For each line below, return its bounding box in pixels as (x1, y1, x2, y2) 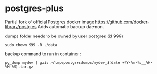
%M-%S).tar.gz (5, 64, 34, 69)
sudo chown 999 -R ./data (5, 42, 57, 47)
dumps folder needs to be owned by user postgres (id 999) (5, 33, 124, 39)
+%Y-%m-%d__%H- (122, 60, 153, 65)
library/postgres (5, 24, 37, 29)
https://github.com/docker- (95, 19, 150, 25)
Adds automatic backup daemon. (38, 24, 104, 29)
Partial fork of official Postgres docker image (5, 19, 94, 25)
